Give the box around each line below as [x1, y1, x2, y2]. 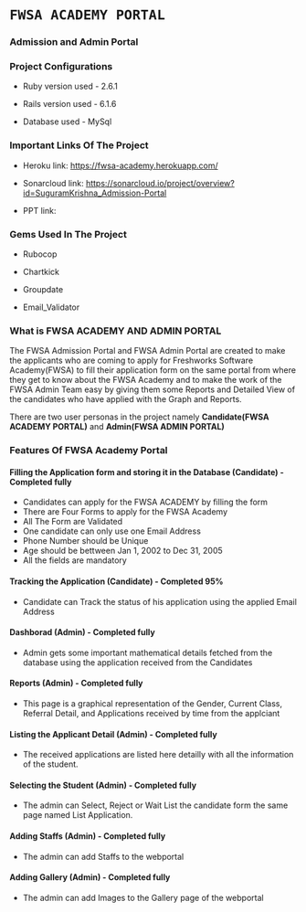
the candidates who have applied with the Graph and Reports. [9, 394, 242, 405]
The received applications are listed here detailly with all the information [22, 749, 294, 760]
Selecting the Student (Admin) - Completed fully [9, 779, 197, 790]
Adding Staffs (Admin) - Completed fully [9, 831, 166, 842]
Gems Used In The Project [9, 228, 128, 240]
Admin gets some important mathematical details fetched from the [22, 647, 273, 658]
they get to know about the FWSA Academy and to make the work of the [9, 375, 282, 386]
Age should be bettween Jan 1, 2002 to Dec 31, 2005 [22, 546, 224, 557]
